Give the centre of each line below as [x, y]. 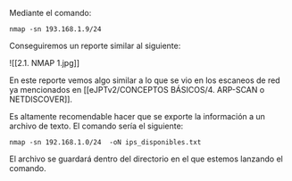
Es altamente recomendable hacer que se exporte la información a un [138, 116]
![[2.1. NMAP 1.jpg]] [45, 63]
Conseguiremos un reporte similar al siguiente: [95, 45]
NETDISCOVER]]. [41, 99]
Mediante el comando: [50, 13]
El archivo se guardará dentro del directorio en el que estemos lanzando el [146, 159]
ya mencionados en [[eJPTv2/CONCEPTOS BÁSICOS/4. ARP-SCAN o [137, 90]
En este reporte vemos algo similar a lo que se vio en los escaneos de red [145, 80]
